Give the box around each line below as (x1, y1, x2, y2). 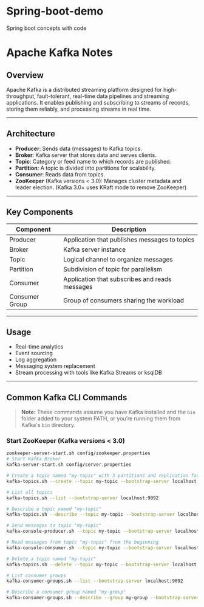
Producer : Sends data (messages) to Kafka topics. (15, 145, 143, 152)
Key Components (6, 207, 73, 217)
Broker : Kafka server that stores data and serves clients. (15, 151, 157, 159)
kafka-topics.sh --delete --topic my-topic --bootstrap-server (6, 561, 170, 567)
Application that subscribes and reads (63, 275, 172, 283)
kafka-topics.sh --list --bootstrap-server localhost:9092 (6, 494, 159, 501)
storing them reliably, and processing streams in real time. (6, 105, 152, 113)
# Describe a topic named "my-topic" (6, 506, 102, 512)
